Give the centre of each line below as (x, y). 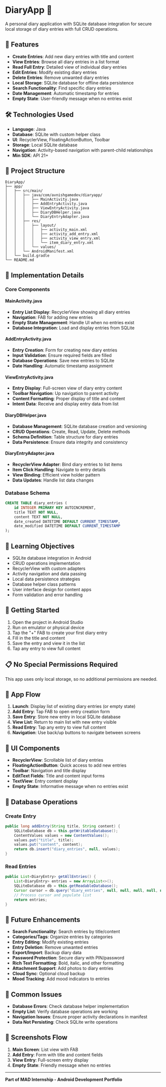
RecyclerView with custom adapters (49, 568)
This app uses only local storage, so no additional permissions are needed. (81, 679)
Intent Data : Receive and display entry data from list (65, 404)
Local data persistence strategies (46, 579)
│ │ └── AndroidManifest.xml (40, 252)
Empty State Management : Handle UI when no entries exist (73, 322)
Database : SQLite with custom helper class (56, 134)
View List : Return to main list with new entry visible (64, 722)
